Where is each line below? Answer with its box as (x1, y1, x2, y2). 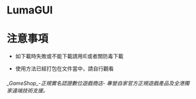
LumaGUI (6, 4, 53, 17)
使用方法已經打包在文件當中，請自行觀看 (15, 65, 114, 72)
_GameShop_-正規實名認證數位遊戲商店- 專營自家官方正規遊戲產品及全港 (6, 80, 185, 87)
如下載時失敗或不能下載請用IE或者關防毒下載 (15, 53, 123, 60)
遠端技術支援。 (11, 87, 48, 94)
